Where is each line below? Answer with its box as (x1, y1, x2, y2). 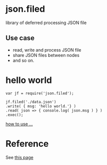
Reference (5, 138, 49, 149)
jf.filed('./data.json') (5, 99, 56, 104)
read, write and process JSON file (12, 47, 81, 53)
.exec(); (5, 112, 24, 117)
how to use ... (5, 121, 33, 127)
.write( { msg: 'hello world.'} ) (5, 104, 77, 109)
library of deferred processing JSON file (5, 20, 87, 26)
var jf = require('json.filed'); (5, 91, 74, 96)
